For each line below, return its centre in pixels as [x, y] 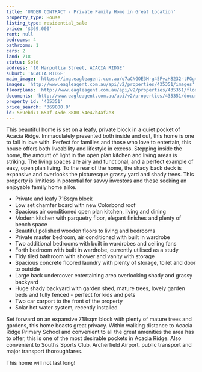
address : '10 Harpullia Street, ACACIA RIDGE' [66, 68]
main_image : [21, 79]
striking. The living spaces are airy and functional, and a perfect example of [100, 162]
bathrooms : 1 [23, 46]
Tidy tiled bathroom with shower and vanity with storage [85, 256]
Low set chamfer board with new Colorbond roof [75, 205]
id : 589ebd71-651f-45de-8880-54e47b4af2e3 [60, 113]
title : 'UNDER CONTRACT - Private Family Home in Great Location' [91, 12]
